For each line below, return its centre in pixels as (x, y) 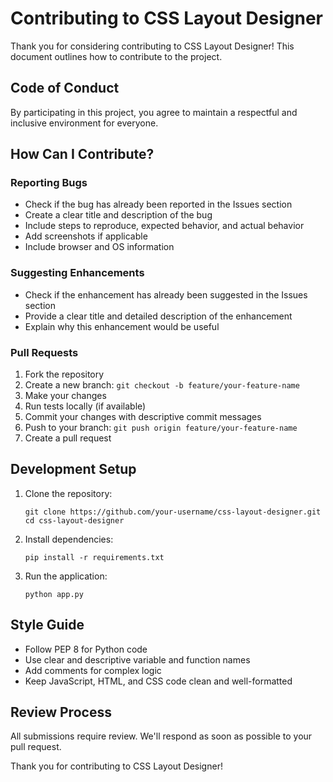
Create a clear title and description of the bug (118, 215)
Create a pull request (68, 438)
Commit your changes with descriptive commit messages (143, 417)
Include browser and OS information (99, 247)
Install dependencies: (69, 539)
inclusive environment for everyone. (84, 123)
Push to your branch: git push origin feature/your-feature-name (161, 428)
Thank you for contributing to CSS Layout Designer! (116, 766)
